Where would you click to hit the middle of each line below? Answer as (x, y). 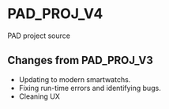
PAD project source (39, 36)
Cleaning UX (39, 96)
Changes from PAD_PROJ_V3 (80, 60)
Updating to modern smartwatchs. (75, 79)
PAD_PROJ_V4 (55, 14)
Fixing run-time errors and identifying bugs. (90, 88)
